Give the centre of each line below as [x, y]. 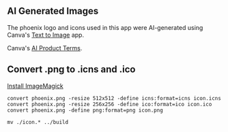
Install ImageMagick [35, 86]
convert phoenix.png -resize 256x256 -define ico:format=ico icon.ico [110, 104]
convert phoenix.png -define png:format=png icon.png [85, 110]
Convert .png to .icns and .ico [71, 70]
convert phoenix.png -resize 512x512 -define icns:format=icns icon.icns [114, 98]
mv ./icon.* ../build [38, 122]
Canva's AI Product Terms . [45, 48]
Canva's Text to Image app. [45, 35]
